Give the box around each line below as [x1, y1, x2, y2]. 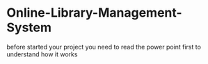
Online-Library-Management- [6, 5, 182, 21]
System [6, 19, 52, 35]
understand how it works [6, 50, 78, 58]
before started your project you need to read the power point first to [6, 42, 201, 51]
